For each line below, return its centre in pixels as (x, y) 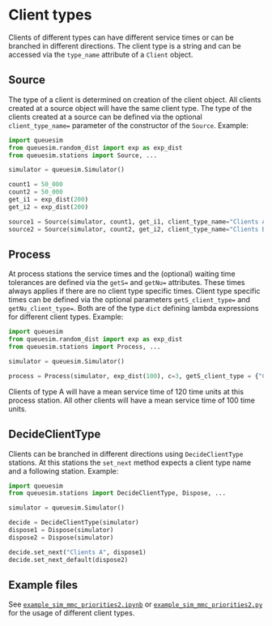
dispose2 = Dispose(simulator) (61, 537)
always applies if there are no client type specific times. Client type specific (134, 291)
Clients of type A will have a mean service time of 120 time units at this (126, 391)
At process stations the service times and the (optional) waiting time (122, 274)
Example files (43, 585)
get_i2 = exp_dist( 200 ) (49, 207)
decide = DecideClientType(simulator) (74, 523)
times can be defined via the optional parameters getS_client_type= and (130, 300)
